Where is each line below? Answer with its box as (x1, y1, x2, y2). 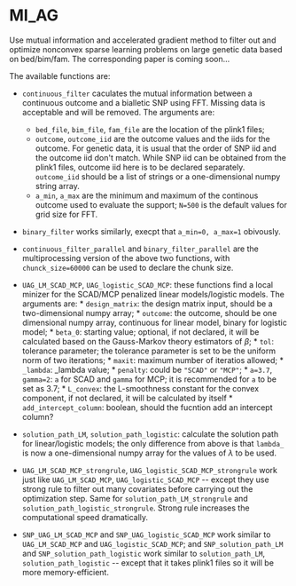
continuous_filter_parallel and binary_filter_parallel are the (21, 243, 259, 254)
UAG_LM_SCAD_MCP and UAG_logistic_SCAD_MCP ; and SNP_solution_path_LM (21, 538, 284, 549)
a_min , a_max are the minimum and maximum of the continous (35, 190, 259, 201)
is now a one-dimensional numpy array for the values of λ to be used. (21, 447, 277, 458)
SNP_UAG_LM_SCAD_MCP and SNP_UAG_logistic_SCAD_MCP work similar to (21, 529, 271, 540)
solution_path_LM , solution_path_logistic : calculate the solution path (21, 428, 279, 439)
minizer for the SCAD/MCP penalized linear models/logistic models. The (21, 289, 285, 299)
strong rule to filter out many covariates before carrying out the (21, 483, 253, 494)
